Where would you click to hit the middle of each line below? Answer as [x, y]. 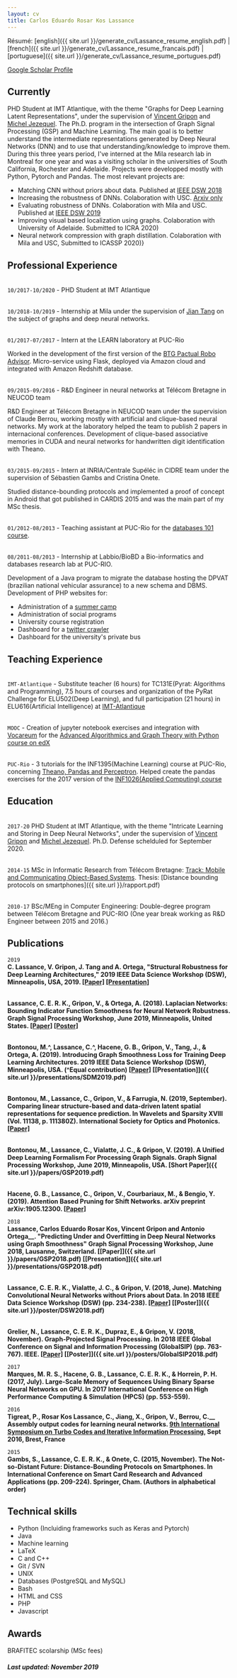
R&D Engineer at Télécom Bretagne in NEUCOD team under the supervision [117, 411]
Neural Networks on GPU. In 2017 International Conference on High [108, 1389]
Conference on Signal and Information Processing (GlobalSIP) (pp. [107, 1346]
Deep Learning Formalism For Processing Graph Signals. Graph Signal [112, 1157]
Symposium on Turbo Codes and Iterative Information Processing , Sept [114, 1431]
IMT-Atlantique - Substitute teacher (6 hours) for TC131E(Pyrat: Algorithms [116, 683]
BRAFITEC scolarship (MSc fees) [55, 1651]
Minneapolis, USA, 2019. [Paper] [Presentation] [79, 982]
